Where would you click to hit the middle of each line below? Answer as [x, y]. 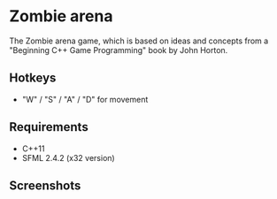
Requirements [49, 127]
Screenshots [45, 185]
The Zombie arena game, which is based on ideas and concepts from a [139, 41]
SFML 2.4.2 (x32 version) [68, 157]
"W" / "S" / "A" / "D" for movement [85, 99]
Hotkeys [33, 78]
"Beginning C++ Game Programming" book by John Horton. [119, 50]
